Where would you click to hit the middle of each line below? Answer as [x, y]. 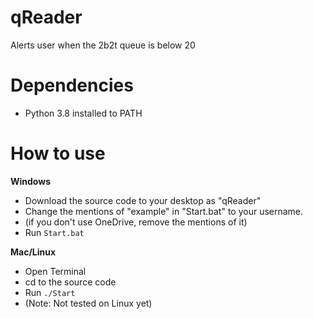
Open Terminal [55, 271]
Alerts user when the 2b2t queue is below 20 [103, 45]
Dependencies [72, 85]
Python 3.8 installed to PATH [83, 113]
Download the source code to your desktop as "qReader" [143, 200]
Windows [30, 181]
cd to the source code [70, 282]
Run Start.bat [54, 232]
